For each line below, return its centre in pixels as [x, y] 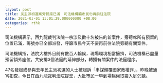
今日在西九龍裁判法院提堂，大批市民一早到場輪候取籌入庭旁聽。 [86, 76]
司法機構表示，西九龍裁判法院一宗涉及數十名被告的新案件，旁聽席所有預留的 [82, 37]
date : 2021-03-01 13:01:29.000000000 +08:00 [51, 18]
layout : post [18, 9]
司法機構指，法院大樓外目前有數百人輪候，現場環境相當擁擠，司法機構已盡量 [82, 54]
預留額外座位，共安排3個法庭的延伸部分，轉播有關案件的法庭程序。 [72, 60]
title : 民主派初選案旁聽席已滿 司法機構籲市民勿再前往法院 [58, 14]
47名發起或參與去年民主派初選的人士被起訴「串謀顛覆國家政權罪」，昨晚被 [79, 70]
